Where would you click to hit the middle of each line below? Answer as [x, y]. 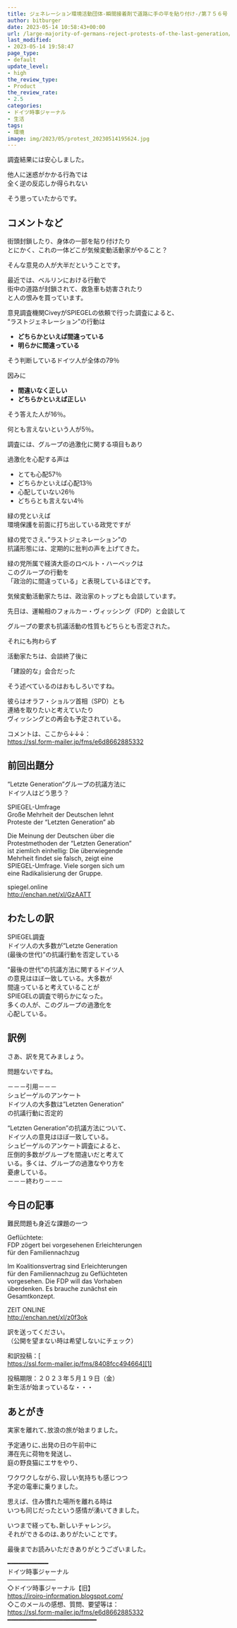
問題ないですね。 [32, 1071]
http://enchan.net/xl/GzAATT [49, 894]
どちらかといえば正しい [51, 399]
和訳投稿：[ [24, 1356]
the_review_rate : [33, 93]
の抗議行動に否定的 [35, 1112]
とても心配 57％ [39, 475]
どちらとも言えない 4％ [50, 501]
